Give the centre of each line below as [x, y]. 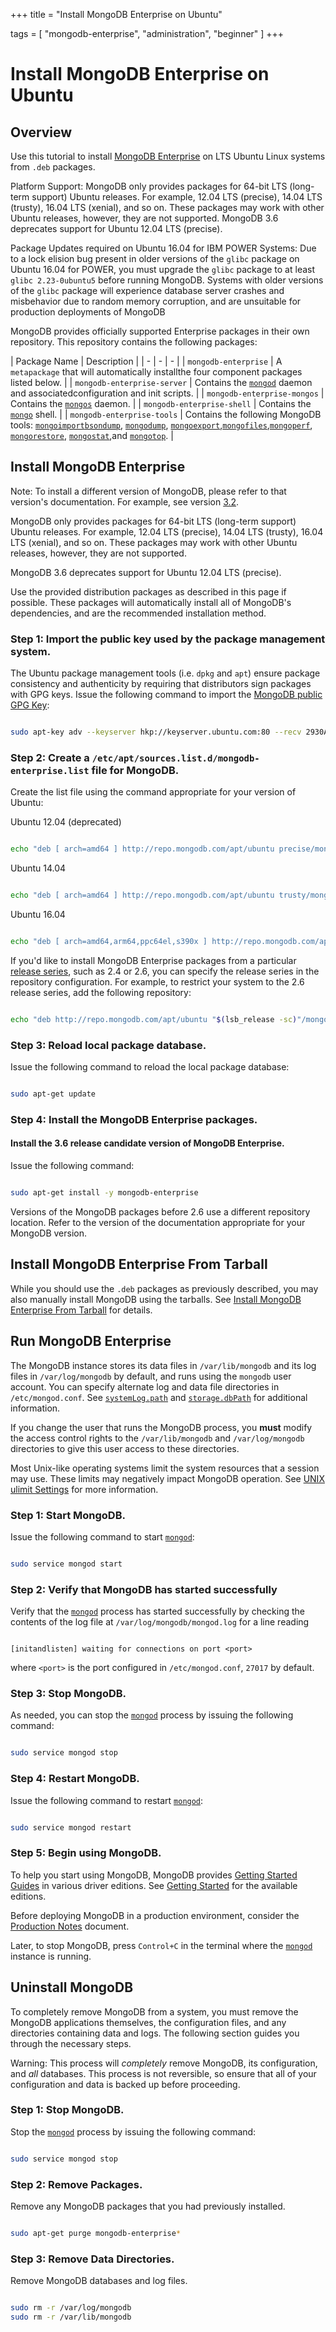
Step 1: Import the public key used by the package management [168, 639]
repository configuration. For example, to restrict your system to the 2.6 [157, 981]
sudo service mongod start [66, 1564]
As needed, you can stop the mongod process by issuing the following [152, 1715]
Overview [41, 132]
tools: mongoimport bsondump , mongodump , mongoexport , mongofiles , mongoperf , [161, 425]
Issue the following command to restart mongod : [107, 1800]
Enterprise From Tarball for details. [81, 1310]
